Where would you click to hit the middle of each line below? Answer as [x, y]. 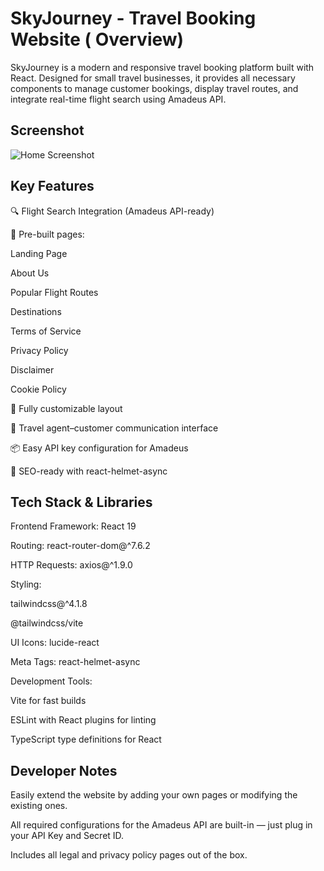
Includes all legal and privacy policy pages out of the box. [129, 855]
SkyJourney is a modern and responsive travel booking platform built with [162, 67]
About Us [30, 273]
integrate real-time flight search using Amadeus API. [118, 99]
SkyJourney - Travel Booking [133, 18]
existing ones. [39, 806]
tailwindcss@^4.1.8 [49, 604]
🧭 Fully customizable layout [66, 408]
